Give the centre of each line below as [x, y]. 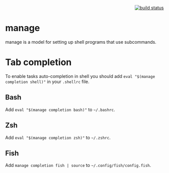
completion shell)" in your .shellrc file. [47, 81]
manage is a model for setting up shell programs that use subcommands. [81, 42]
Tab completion [38, 62]
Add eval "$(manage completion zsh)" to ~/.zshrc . [58, 137]
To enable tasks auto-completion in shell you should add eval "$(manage [80, 76]
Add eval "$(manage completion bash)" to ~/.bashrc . [60, 109]
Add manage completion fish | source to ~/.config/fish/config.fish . [78, 165]
